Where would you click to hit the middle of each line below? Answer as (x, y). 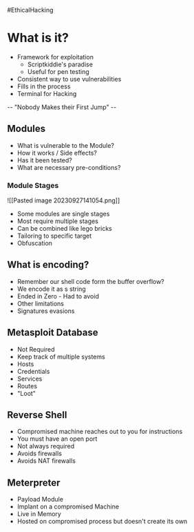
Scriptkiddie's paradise (60, 64)
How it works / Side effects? (57, 153)
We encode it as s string (51, 289)
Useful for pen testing (58, 71)
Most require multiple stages (57, 221)
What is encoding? (48, 265)
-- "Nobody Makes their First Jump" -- (62, 107)
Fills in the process (44, 86)
